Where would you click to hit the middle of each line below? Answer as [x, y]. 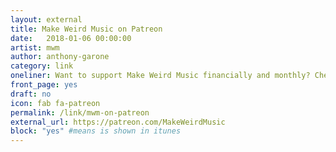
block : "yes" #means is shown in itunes [96, 131]
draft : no [31, 94]
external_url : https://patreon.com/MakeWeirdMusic [118, 122]
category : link [42, 66]
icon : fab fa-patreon [55, 103]
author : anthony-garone [60, 57]
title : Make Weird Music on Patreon [86, 29]
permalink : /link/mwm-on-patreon [80, 112]
